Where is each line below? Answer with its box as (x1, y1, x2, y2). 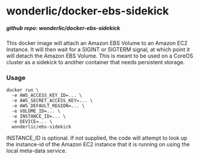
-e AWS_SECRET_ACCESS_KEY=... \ (11, 98, 93, 104)
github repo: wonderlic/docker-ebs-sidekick (6, 24, 121, 31)
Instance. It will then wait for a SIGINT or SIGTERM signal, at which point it (6, 46, 190, 53)
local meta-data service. (6, 147, 67, 154)
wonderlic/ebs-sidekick (11, 124, 71, 130)
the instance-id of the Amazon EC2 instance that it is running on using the (6, 141, 190, 148)
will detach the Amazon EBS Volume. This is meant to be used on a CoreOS (6, 52, 194, 59)
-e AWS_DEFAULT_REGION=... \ (11, 103, 85, 109)
